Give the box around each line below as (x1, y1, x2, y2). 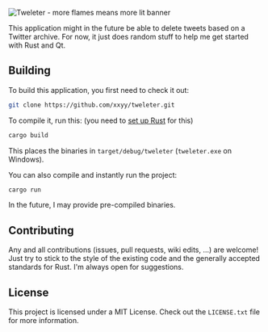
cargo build (8, 131, 48, 139)
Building (8, 64, 51, 78)
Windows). (8, 154, 44, 164)
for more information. (8, 316, 79, 326)
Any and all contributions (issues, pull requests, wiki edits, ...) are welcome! (8, 245, 259, 254)
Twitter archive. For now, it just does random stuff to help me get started (8, 32, 249, 41)
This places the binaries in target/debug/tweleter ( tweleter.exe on (8, 145, 232, 155)
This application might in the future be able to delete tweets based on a (8, 23, 245, 32)
